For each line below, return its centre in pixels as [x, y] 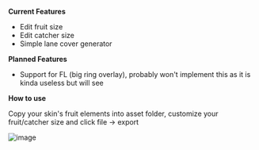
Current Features [37, 12]
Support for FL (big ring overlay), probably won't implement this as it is [135, 74]
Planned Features [38, 59]
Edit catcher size [47, 35]
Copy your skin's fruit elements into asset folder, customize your [114, 113]
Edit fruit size [41, 27]
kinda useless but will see [62, 83]
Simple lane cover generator [66, 44]
